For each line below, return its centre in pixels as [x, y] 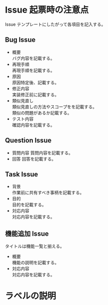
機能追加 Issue [27, 233]
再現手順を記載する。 [33, 70]
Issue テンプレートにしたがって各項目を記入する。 [55, 24]
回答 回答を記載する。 [34, 159]
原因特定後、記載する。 [35, 82]
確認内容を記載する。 [33, 125]
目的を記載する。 [29, 205]
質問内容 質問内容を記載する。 [42, 153]
